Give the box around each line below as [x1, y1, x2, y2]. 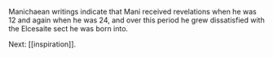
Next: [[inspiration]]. [8, 39, 77, 49]
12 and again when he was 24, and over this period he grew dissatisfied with [8, 15, 265, 25]
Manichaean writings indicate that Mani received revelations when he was [8, 7, 257, 16]
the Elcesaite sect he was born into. [8, 24, 129, 33]
